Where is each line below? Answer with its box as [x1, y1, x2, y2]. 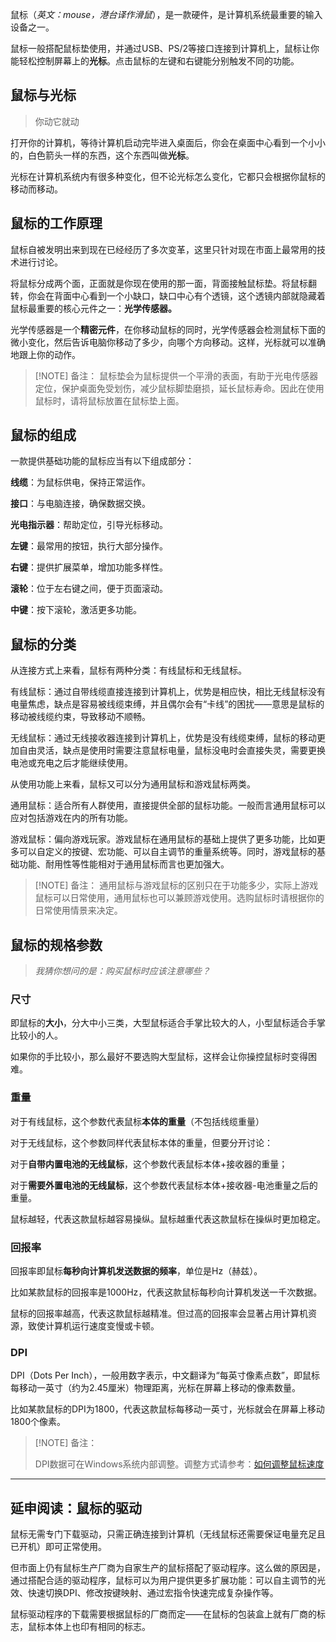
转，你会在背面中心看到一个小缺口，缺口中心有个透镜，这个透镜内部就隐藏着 [10, 289, 326, 302]
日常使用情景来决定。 [34, 904, 123, 917]
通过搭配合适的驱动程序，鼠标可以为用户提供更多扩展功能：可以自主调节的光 [10, 1574, 326, 1587]
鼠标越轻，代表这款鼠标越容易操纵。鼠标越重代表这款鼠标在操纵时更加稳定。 [10, 1213, 326, 1225]
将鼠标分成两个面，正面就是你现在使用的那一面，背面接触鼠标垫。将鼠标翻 [10, 277, 317, 289]
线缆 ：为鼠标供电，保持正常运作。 [10, 476, 151, 488]
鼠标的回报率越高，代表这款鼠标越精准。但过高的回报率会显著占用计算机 [10, 1307, 308, 1319]
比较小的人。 [10, 1029, 63, 1042]
